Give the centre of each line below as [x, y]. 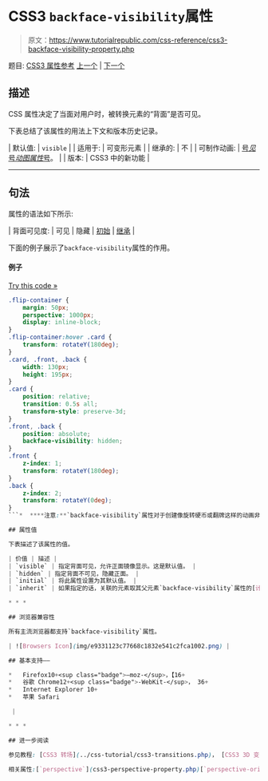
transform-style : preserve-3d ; [75, 411]
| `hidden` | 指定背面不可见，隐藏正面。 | [74, 573]
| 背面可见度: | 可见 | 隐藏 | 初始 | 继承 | [72, 230]
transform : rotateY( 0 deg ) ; [67, 501]
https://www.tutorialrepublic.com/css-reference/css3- [138, 40]
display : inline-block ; [62, 323]
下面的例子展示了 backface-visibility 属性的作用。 [91, 248]
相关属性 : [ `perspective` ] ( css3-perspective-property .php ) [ [106, 769]
